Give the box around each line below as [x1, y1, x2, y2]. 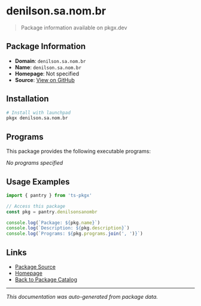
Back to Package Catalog [14, 276, 78, 283]
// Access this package [6, 203, 66, 209]
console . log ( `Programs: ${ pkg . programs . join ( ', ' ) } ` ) [6, 231, 144, 237]
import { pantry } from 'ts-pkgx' [6, 192, 93, 198]
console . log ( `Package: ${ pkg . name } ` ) [6, 220, 100, 226]
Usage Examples [6, 177, 70, 187]
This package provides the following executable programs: [6, 148, 151, 155]
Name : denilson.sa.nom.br [14, 63, 82, 71]
